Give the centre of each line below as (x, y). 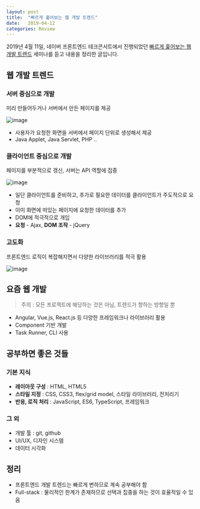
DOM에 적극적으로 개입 (42, 217)
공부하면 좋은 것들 (37, 354)
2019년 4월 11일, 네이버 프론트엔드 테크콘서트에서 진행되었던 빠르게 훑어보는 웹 (99, 46)
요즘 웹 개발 (27, 289)
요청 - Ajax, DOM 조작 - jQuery (52, 225)
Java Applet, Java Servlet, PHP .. (56, 139)
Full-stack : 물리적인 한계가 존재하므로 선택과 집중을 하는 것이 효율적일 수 (101, 492)
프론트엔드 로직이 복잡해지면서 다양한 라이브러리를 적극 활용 (76, 257)
